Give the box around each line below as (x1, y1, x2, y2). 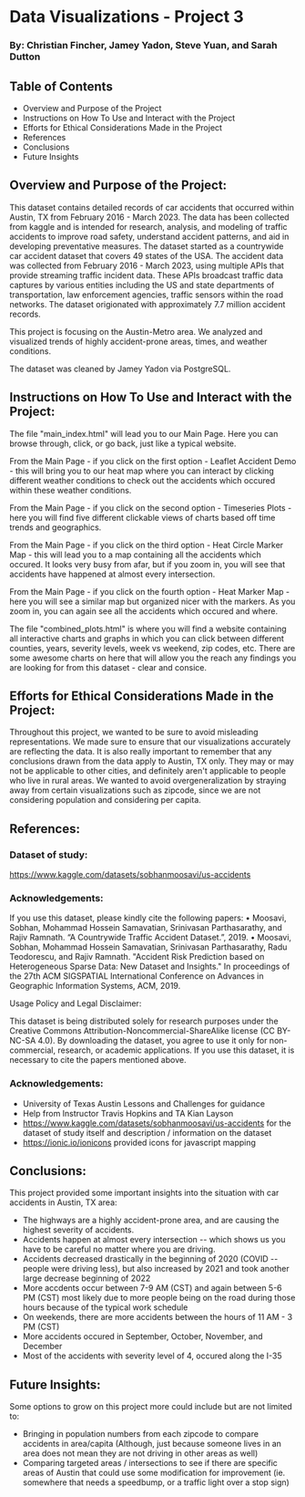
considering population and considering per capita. (9, 795, 202, 806)
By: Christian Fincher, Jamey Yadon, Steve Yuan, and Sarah (9, 39, 278, 52)
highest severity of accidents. (22, 1224, 135, 1235)
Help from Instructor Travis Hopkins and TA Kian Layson (22, 1107, 234, 1118)
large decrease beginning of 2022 (22, 1273, 151, 1284)
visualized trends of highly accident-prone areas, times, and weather (9, 336, 268, 347)
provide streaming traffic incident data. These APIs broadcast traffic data (9, 269, 284, 280)
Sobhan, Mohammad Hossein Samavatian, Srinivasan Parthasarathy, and (9, 922, 282, 933)
